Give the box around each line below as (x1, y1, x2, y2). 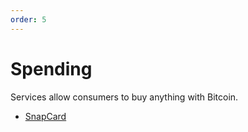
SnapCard (24, 110, 67, 122)
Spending (10, 57, 93, 80)
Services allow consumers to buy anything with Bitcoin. (10, 91, 239, 103)
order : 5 (10, 14, 47, 25)
